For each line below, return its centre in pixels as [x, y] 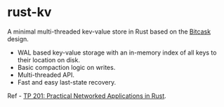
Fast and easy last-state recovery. [67, 82]
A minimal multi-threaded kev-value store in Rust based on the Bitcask [109, 31]
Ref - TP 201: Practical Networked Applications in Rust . [87, 96]
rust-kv [29, 12]
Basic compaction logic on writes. [66, 67]
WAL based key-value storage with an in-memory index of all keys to [117, 52]
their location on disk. [49, 59]
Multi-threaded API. [46, 75]
